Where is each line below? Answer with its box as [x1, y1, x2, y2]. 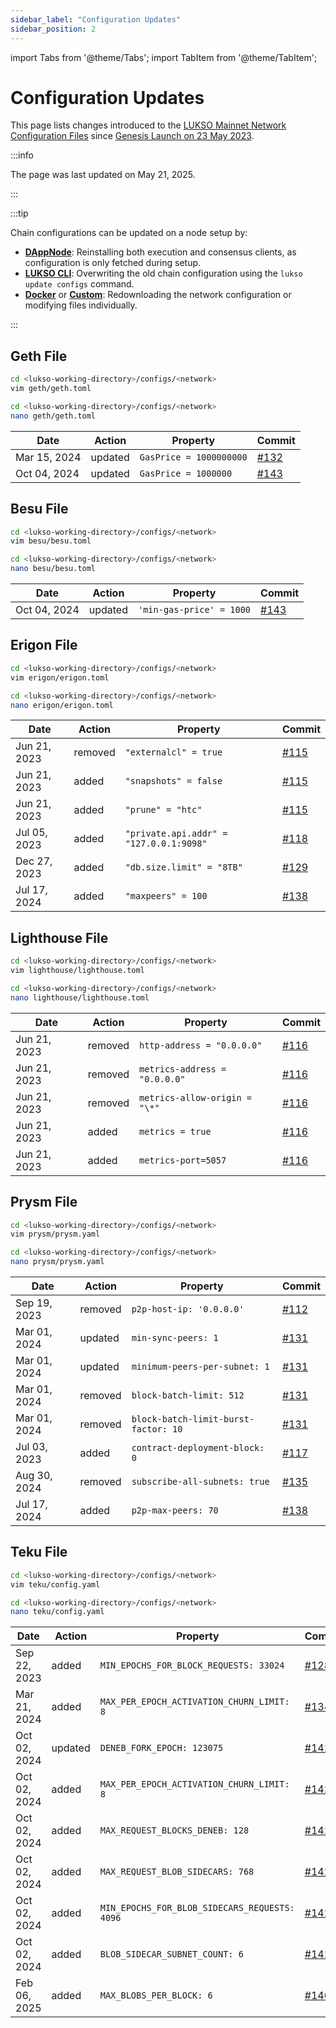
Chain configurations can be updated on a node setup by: [10, 227, 248, 239]
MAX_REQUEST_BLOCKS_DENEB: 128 [99, 1825, 250, 1836]
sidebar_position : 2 [10, 24, 97, 34]
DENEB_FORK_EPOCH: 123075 [99, 1742, 224, 1754]
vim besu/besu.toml [10, 536, 92, 546]
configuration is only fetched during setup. [24, 257, 202, 269]
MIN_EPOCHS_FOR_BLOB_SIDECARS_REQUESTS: [99, 1902, 295, 1914]
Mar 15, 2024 [15, 450, 82, 464]
